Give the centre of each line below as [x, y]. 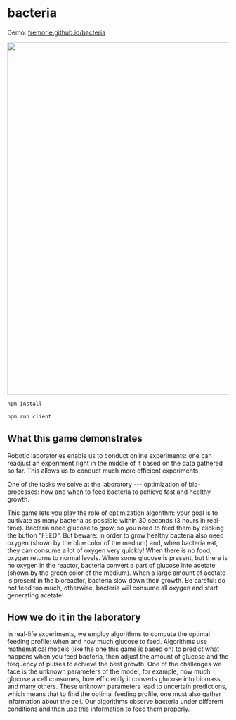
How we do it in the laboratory [74, 617]
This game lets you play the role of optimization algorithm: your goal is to [113, 513]
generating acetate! [36, 595]
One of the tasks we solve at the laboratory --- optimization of [97, 484]
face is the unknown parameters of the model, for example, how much [109, 671]
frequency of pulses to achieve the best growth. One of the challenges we [114, 664]
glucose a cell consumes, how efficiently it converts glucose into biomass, [115, 679]
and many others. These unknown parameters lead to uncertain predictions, [117, 687]
